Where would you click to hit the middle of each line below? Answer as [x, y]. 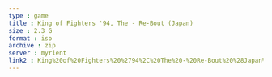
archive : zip [32, 46]
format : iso [30, 38]
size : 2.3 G [30, 30]
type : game [28, 16]
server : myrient [38, 53]
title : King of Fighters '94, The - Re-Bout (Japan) [101, 23]
